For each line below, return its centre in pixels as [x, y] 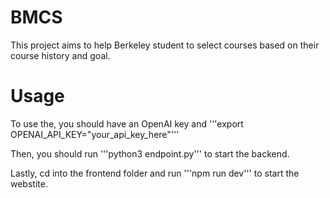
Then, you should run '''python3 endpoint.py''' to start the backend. [150, 153]
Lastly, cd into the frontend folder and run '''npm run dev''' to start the [155, 173]
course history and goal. [60, 55]
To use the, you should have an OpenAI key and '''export [127, 123]
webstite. [29, 183]
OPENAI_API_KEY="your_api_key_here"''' [95, 134]
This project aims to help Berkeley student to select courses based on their [165, 45]
